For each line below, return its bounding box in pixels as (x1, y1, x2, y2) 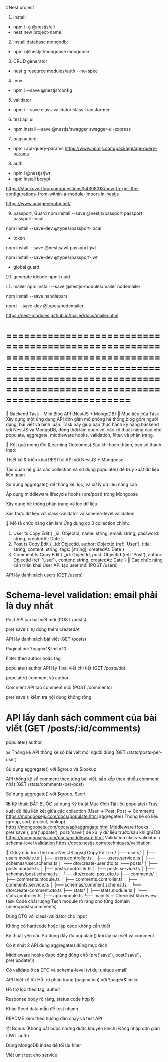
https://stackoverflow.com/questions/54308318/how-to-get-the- (6, 186, 140, 191)
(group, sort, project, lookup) (6, 818, 66, 824)
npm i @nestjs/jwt (13, 170, 51, 176)
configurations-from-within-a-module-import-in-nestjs (6, 191, 119, 197)
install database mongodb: (13, 39, 68, 45)
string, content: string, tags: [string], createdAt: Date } (13, 546, 125, 552)
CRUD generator (13, 58, 47, 64)
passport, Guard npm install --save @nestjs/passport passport (13, 210, 142, 216)
